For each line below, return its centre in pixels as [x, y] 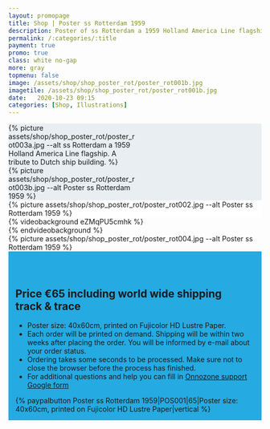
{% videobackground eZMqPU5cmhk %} [76, 222]
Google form [48, 385]
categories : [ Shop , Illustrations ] [68, 105]
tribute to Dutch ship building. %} [63, 162]
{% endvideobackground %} [55, 230]
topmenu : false [34, 75]
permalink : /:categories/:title [62, 38]
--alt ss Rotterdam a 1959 [88, 145]
